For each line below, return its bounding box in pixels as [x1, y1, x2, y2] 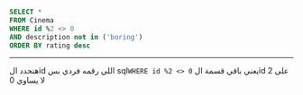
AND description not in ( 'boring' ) [9, 32, 143, 41]
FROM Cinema [9, 15, 54, 25]
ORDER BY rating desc [9, 40, 91, 50]
